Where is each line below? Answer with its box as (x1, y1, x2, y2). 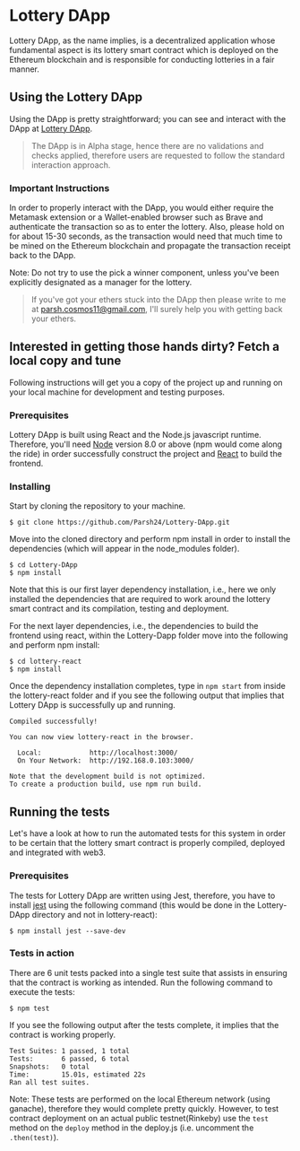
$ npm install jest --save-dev (9, 926, 126, 936)
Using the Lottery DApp (9, 90, 143, 105)
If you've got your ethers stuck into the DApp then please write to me (30, 294, 287, 305)
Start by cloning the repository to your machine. (9, 501, 186, 511)
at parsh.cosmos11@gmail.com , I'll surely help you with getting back (30, 304, 283, 315)
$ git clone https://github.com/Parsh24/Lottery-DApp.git (9, 518, 230, 528)
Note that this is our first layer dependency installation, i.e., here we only (9, 584, 277, 595)
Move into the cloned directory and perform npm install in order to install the (9, 534, 291, 545)
